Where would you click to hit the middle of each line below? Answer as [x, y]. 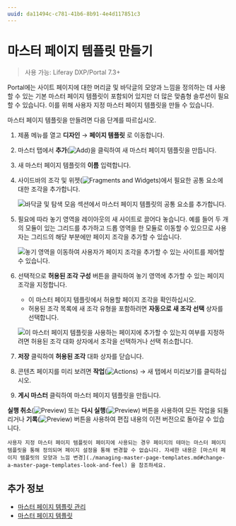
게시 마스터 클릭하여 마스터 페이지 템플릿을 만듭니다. [89, 395]
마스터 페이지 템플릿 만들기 [80, 51]
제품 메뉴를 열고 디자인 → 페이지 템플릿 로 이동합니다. [91, 135]
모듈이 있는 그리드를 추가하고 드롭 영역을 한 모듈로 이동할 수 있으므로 [119, 228]
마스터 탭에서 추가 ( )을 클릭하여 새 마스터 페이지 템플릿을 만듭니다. [117, 150]
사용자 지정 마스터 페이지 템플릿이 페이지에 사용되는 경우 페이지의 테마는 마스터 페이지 [117, 442]
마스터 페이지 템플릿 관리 [52, 507]
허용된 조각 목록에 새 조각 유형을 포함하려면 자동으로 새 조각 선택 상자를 [126, 308]
